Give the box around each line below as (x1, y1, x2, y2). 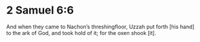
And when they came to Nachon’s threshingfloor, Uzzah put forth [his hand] (6, 23, 195, 30)
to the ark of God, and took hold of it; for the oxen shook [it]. (6, 29, 156, 36)
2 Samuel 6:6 (6, 4, 74, 17)
